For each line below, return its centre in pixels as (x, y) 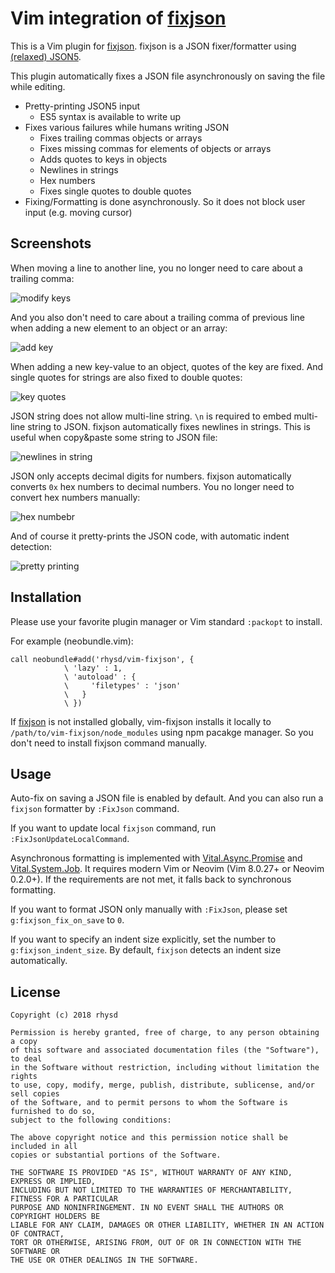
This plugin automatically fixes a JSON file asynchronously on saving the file (168, 76)
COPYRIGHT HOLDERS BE (55, 1217)
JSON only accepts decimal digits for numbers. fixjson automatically (151, 476)
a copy (24, 1042)
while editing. (38, 86)
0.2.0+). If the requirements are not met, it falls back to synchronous (151, 879)
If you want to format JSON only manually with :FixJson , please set (149, 909)
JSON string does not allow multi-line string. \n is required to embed (151, 416)
